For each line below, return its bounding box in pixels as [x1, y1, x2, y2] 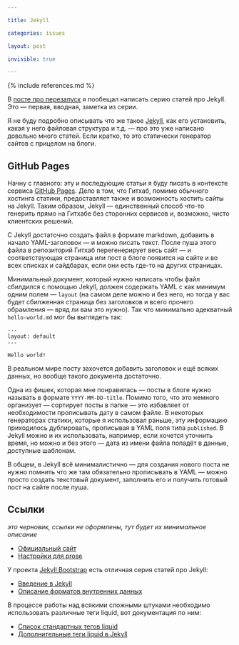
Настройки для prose [17, 551, 83, 560]
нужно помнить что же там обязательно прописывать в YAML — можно [7, 468, 228, 476]
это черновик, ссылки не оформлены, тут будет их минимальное [7, 522, 207, 531]
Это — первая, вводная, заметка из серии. [7, 103, 138, 111]
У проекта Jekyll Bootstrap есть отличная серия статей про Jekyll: [7, 565, 208, 574]
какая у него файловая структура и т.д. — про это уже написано [7, 124, 205, 133]
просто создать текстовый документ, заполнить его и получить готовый [7, 476, 228, 484]
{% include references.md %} [7, 81, 95, 90]
